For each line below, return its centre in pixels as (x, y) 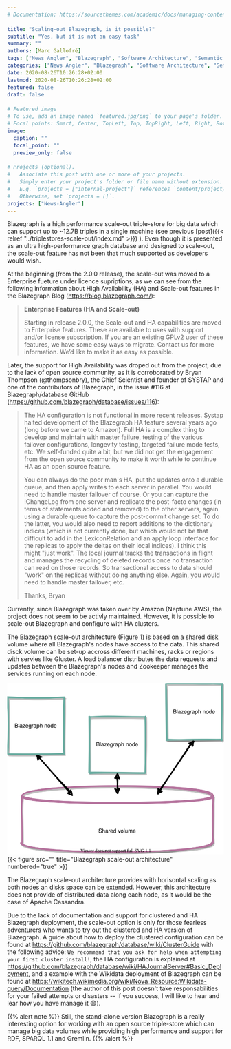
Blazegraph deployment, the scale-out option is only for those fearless (107, 923)
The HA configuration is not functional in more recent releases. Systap (124, 415)
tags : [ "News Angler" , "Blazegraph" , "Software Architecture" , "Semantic (115, 59)
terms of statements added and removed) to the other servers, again (121, 509)
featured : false (30, 87)
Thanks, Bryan (44, 595)
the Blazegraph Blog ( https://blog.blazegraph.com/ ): (81, 296)
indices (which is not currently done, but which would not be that (116, 531)
